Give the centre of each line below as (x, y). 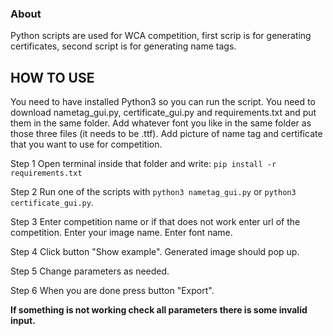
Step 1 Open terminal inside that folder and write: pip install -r (143, 164)
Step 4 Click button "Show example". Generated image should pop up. (155, 252)
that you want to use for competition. (86, 144)
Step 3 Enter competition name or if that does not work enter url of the (155, 222)
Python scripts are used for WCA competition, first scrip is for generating (161, 36)
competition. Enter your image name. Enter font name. (121, 233)
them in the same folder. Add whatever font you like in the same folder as (161, 123)
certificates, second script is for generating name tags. (123, 46)
